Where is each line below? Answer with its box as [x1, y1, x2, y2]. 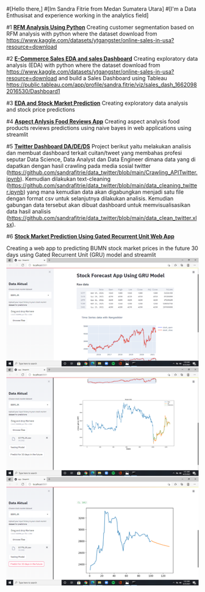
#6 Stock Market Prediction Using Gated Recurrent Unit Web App [6, 233, 175, 240]
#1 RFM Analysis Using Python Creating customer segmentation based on [6, 24, 194, 31]
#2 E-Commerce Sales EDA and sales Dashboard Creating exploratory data [6, 55, 198, 62]
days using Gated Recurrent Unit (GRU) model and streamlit [6, 251, 157, 258]
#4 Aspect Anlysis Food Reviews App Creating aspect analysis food [6, 118, 180, 125]
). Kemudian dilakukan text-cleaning [20, 175, 111, 183]
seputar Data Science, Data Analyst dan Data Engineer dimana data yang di [6, 156, 196, 163]
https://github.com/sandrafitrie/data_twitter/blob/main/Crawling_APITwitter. [8, 169, 198, 176]
